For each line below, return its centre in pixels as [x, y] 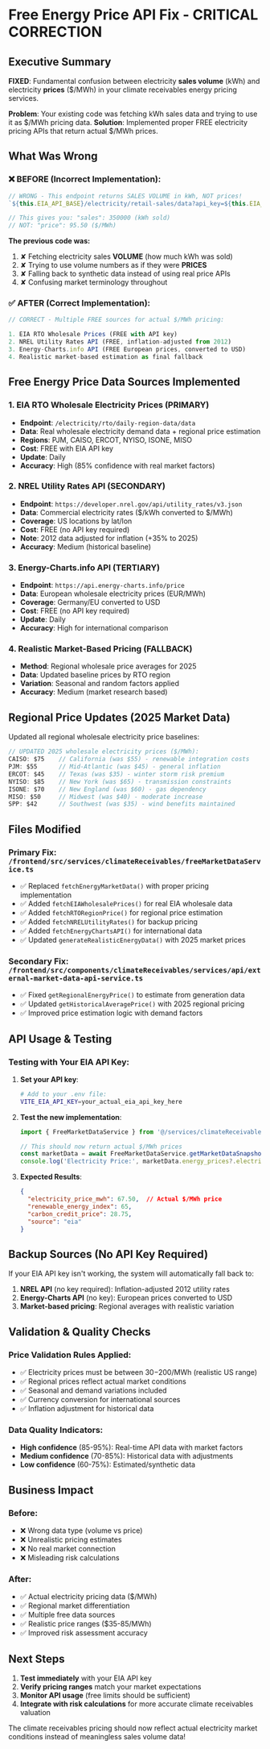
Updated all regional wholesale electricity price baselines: [104, 737]
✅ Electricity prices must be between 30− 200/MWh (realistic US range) [139, 1372]
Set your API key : [49, 1079]
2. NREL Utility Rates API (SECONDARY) [87, 486]
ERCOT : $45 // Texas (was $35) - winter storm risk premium [117, 774]
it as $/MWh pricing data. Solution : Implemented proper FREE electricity [128, 122]
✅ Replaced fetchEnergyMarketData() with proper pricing [114, 885]
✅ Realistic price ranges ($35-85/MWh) [86, 1624]
